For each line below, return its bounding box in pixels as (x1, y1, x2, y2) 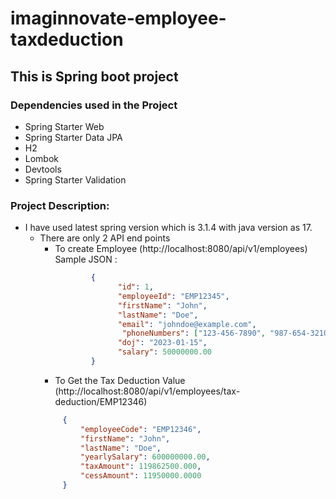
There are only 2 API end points (39, 232, 171, 244)
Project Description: (10, 198, 110, 212)
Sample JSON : (54, 253, 118, 266)
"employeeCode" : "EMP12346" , (80, 424, 202, 434)
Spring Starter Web (24, 120, 105, 132)
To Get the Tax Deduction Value (54, 374, 186, 386)
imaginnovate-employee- (10, 7, 227, 30)
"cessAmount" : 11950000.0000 (80, 471, 202, 481)
